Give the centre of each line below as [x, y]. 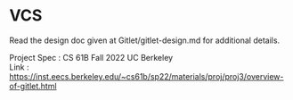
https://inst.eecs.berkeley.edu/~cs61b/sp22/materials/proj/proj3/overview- [146, 76]
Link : [19, 67]
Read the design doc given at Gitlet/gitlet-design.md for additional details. [145, 40]
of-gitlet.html [33, 86]
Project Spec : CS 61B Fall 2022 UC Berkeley [91, 57]
